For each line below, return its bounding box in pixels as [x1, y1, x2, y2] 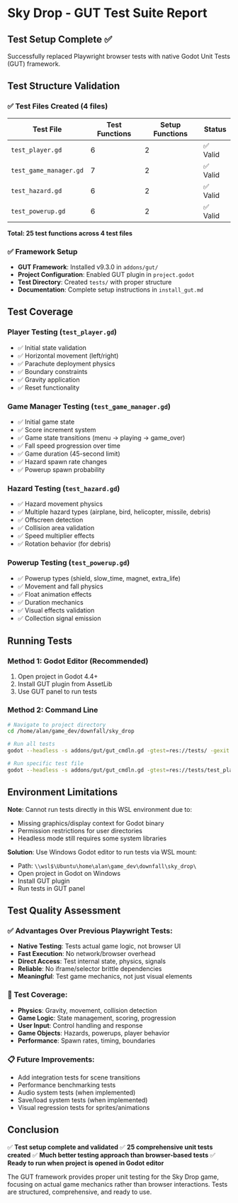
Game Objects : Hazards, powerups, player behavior [17, 1028, 170, 1037]
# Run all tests [7, 740, 55, 748]
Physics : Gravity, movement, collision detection [17, 1006, 157, 1014]
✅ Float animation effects [17, 590, 92, 598]
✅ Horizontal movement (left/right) [17, 351, 119, 360]
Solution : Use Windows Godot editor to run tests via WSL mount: [7, 847, 197, 856]
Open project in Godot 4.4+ [17, 672, 98, 681]
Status [203, 124, 227, 134]
